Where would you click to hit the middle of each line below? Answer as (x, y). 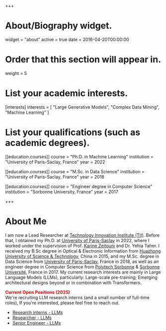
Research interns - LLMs (38, 312)
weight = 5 (16, 73)
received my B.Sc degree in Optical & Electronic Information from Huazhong (83, 251)
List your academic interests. (67, 94)
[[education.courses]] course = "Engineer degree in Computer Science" (79, 186)
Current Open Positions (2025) (38, 292)
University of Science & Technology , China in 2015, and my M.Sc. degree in (82, 256)
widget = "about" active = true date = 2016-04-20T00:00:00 (67, 39)
